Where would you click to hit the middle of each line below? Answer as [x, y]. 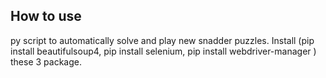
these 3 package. [46, 61]
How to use [46, 16]
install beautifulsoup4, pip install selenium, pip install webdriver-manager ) [163, 51]
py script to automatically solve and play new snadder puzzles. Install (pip [162, 40]
